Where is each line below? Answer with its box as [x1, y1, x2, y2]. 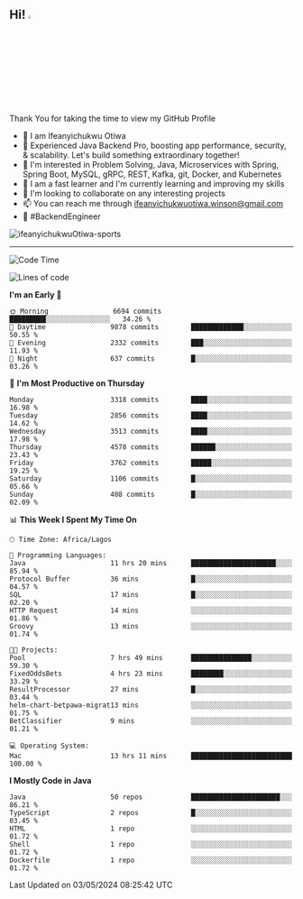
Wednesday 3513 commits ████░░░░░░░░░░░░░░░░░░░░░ [9, 427, 293, 436]
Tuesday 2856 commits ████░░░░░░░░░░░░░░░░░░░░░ [9, 410, 293, 420]
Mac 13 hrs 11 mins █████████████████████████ [9, 751, 293, 760]
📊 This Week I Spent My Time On [9, 514, 137, 525]
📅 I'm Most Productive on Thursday [9, 378, 145, 389]
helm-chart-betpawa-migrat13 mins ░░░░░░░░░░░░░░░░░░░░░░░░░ [9, 701, 293, 710]
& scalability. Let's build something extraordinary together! [22, 149, 240, 161]
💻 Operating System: [9, 741, 90, 750]
